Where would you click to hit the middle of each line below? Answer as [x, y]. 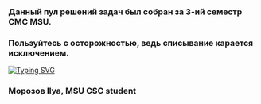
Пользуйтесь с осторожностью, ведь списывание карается [130, 43]
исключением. [39, 52]
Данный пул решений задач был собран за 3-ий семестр [125, 12]
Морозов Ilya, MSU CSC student [72, 91]
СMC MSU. [30, 21]
